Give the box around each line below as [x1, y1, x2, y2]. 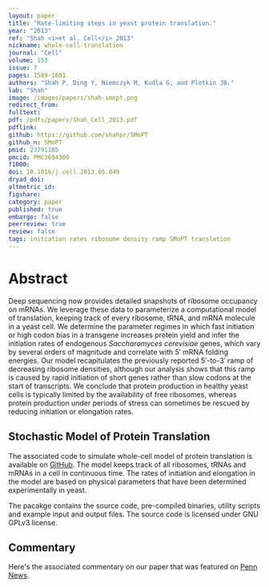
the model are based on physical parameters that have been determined [8, 476, 247, 486]
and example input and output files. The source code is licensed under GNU [8, 509, 259, 519]
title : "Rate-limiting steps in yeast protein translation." [8, 19, 217, 27]
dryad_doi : [8, 175, 45, 184]
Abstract [8, 270, 68, 288]
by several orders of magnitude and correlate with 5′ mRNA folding [8, 347, 229, 356]
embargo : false [8, 213, 59, 221]
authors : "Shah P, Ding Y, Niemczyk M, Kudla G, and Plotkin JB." [8, 78, 235, 86]
